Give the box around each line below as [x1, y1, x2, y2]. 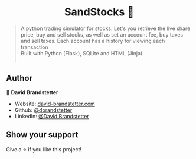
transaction [20, 44, 48, 51]
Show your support [6, 130, 79, 140]
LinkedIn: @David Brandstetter [14, 112, 90, 120]
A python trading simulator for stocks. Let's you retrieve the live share [20, 25, 191, 32]
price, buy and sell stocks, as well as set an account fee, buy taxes [20, 31, 184, 38]
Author [6, 73, 32, 83]
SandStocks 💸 [64, 5, 135, 19]
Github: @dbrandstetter [14, 106, 73, 114]
